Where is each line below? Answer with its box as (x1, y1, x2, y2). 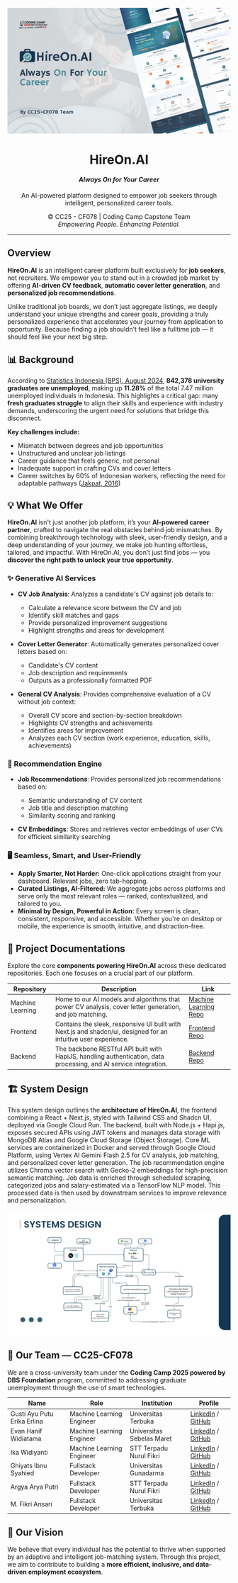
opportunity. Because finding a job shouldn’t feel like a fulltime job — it (7, 325, 214, 333)
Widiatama (10, 1434, 42, 1443)
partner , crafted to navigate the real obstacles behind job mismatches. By (7, 526, 223, 534)
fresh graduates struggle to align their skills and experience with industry (7, 398, 224, 407)
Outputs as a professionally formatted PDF (28, 676, 152, 685)
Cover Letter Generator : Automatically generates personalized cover (17, 639, 220, 648)
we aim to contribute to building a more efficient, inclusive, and (7, 1560, 195, 1569)
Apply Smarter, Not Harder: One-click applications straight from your (17, 869, 222, 878)
